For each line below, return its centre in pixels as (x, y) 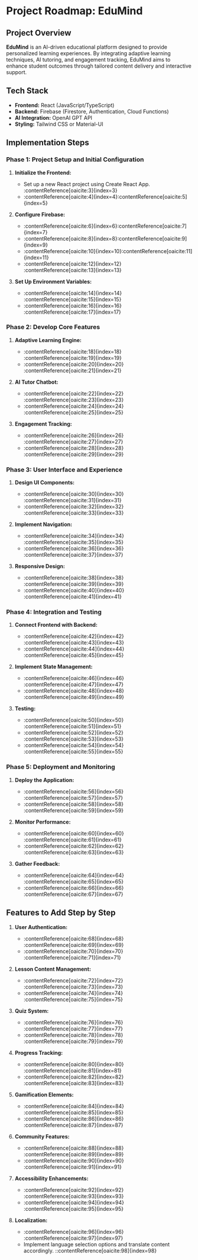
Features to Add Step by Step (61, 913)
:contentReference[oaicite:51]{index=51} (72, 726)
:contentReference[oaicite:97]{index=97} (73, 1238)
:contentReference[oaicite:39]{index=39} (74, 584)
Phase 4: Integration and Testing (54, 612)
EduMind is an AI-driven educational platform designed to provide (87, 47)
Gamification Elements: (44, 1095)
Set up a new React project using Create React (80, 184)
